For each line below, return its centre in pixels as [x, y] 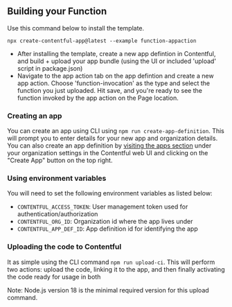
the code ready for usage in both [54, 277]
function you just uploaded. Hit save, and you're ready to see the [110, 90]
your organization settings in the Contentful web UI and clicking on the [108, 153]
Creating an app [35, 116]
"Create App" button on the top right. [60, 160]
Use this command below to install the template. [76, 28]
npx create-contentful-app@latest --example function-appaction [102, 41]
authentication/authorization [57, 214]
